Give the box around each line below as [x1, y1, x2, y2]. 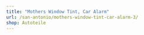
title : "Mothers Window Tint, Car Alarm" [6, 8, 110, 15]
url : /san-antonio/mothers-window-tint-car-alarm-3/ [6, 14, 139, 20]
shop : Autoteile [6, 20, 46, 26]
